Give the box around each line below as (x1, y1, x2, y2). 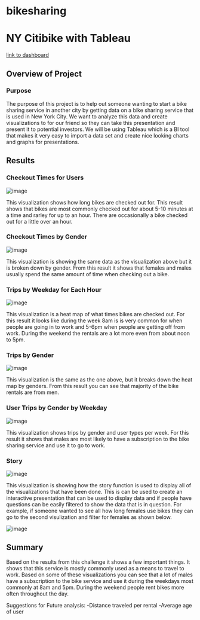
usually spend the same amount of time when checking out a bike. (6, 270, 170, 277)
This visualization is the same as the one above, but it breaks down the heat (6, 376, 193, 383)
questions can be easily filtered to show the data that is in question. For (6, 500, 182, 508)
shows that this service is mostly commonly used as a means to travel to (6, 564, 184, 572)
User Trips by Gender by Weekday (6, 404, 107, 412)
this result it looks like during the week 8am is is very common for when (6, 317, 183, 324)
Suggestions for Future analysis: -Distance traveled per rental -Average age (6, 601, 192, 609)
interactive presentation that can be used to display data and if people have (6, 494, 192, 502)
